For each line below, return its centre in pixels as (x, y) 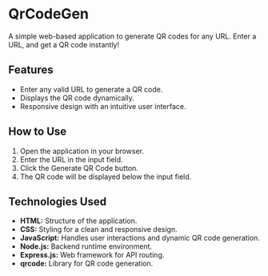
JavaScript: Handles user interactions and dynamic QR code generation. (140, 238)
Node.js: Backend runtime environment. (86, 246)
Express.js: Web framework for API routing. (92, 255)
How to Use (38, 132)
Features (31, 70)
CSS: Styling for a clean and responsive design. (98, 229)
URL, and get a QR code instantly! (64, 44)
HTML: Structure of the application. (78, 221)
